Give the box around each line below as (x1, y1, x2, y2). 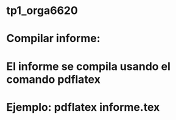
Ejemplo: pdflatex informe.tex (6, 100, 160, 114)
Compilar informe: (6, 32, 100, 46)
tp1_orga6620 (6, 4, 78, 18)
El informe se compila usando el (6, 59, 171, 73)
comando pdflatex (6, 72, 100, 86)
